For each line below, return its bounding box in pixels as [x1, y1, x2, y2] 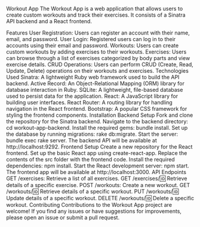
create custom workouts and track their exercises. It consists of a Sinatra [6, 11, 186, 18]
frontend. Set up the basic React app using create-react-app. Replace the [6, 150, 187, 157]
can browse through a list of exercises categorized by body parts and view [6, 55, 190, 61]
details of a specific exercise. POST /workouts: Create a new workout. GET [6, 182, 190, 188]
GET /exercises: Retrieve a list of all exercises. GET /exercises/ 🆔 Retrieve [6, 175, 187, 182]
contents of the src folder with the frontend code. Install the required [6, 156, 175, 163]
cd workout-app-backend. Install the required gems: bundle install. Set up [6, 125, 188, 131]
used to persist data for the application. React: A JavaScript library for [6, 92, 178, 99]
